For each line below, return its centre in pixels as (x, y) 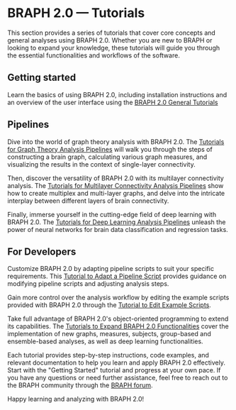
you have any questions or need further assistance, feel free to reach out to (118, 378)
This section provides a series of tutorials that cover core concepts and (112, 33)
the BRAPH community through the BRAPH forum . (80, 385)
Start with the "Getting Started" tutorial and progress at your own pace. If (114, 370)
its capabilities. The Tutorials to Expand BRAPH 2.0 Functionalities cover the (118, 326)
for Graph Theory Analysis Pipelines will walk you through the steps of (110, 149)
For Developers (42, 251)
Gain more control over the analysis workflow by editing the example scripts (118, 298)
